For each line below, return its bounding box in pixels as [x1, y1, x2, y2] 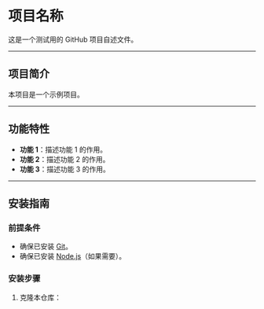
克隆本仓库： [19, 292, 61, 302]
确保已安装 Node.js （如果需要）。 [19, 252, 126, 261]
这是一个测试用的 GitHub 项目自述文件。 [8, 35, 138, 44]
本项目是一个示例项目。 [8, 90, 84, 99]
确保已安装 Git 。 [19, 241, 73, 252]
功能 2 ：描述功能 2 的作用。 [19, 154, 110, 164]
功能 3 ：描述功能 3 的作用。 [19, 164, 110, 174]
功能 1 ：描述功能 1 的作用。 [19, 145, 108, 154]
